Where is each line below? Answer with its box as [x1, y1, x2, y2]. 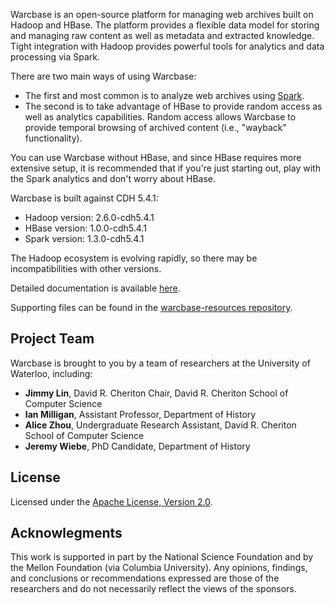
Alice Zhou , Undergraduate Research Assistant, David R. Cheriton [24, 419, 297, 431]
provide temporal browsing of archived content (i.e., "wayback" [24, 122, 287, 133]
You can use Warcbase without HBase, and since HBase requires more [10, 152, 302, 163]
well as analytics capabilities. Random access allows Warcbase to [24, 111, 297, 123]
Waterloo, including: [10, 367, 93, 379]
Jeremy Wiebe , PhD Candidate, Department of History [24, 440, 251, 452]
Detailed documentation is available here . [10, 282, 181, 294]
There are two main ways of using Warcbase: [10, 70, 197, 82]
